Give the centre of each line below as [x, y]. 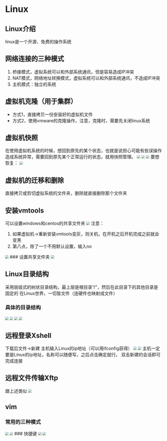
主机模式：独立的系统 [34, 84]
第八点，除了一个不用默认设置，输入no [52, 246]
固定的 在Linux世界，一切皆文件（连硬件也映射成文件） [61, 293]
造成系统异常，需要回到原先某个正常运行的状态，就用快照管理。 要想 [82, 157]
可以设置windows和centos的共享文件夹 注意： [55, 223]
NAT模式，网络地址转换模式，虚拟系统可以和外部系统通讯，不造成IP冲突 [86, 78]
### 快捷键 [26, 434]
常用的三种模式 [23, 422]
